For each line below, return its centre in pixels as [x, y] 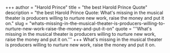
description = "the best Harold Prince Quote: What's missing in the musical [84, 13]
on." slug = [17, 23]
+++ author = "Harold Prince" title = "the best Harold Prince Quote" [76, 7]
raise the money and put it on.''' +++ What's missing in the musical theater [84, 39]
